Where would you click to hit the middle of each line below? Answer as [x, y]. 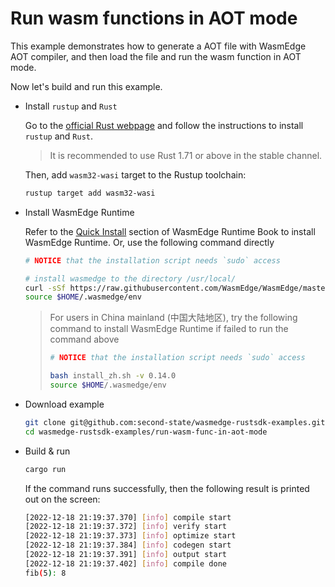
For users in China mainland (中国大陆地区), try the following [173, 318]
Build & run [47, 451]
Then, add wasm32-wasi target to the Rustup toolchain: [135, 174]
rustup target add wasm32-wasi [90, 193]
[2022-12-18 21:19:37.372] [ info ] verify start [125, 527]
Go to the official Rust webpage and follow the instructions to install [164, 125]
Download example [64, 404]
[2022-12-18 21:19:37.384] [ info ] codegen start [128, 545]
